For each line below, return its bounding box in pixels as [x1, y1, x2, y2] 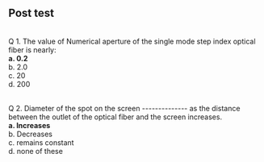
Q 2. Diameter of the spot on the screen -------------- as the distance [8, 103, 241, 113]
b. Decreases [8, 129, 52, 139]
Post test [8, 6, 55, 20]
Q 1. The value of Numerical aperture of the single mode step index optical [8, 36, 256, 46]
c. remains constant [8, 137, 74, 147]
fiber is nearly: [8, 44, 57, 55]
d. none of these [8, 146, 63, 156]
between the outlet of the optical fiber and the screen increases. [8, 112, 223, 122]
